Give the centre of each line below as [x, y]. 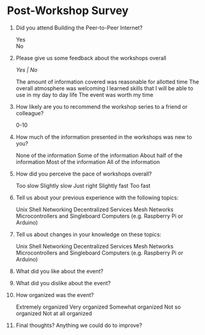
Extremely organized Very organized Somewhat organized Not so [98, 307]
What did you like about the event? [59, 271]
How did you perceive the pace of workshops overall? [84, 174]
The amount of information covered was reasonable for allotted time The [107, 82]
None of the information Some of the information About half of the [99, 155]
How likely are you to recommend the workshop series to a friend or [102, 106]
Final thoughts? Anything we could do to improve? [79, 325]
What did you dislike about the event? [63, 283]
